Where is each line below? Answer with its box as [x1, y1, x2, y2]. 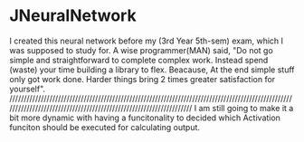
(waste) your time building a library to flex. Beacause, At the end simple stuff [9, 64, 295, 75]
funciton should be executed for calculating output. [9, 121, 201, 132]
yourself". [9, 83, 46, 94]
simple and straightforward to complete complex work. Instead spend [9, 54, 269, 65]
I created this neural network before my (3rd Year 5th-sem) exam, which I [9, 35, 283, 46]
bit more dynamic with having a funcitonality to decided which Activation [9, 112, 280, 123]
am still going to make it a [198, 102, 294, 113]
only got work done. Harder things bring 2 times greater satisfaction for [9, 73, 276, 84]
